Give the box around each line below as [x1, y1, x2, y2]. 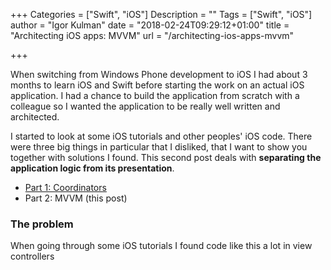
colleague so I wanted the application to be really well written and [10, 100, 281, 112]
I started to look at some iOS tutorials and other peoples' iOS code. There [10, 130, 313, 142]
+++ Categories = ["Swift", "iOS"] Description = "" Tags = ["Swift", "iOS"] [10, 9, 313, 20]
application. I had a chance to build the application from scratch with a [10, 90, 300, 101]
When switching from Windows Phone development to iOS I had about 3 [10, 69, 308, 80]
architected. [10, 111, 60, 123]
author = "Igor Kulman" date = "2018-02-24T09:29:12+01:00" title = [10, 19, 290, 31]
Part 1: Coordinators [24, 182, 107, 193]
